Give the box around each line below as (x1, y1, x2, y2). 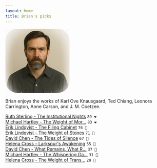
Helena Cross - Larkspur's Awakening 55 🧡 (5, 140, 96, 146)
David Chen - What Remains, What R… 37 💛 (5, 146, 97, 152)
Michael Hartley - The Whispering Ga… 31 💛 (5, 151, 99, 157)
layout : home (5, 8, 33, 13)
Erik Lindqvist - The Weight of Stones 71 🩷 (5, 130, 95, 136)
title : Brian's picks (5, 13, 52, 19)
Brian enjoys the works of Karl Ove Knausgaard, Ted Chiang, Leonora (5, 98, 152, 104)
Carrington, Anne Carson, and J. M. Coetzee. (5, 103, 101, 110)
